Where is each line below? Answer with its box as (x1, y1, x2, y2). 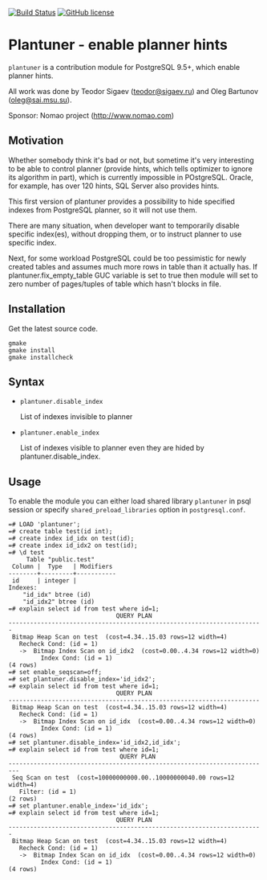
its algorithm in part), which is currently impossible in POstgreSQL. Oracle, (8, 172, 254, 182)
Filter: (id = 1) (18, 788, 78, 796)
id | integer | (11, 577, 78, 585)
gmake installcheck (8, 353, 74, 361)
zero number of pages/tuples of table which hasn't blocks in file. (8, 278, 222, 289)
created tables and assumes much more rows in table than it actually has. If (8, 261, 258, 271)
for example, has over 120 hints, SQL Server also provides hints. (8, 181, 220, 191)
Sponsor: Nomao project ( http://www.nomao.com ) (8, 110, 175, 120)
